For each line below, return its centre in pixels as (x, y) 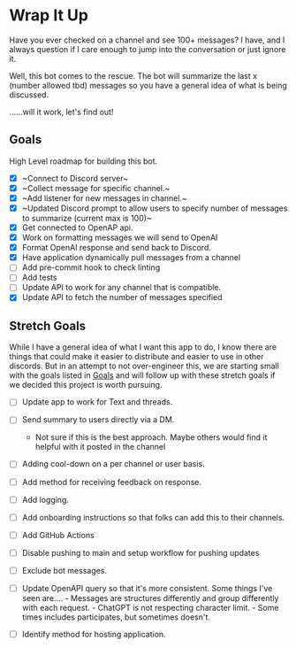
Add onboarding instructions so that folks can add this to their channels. (153, 517)
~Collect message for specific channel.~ (96, 188)
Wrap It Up (49, 15)
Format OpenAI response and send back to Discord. (117, 248)
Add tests (39, 278)
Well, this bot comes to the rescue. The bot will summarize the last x (133, 75)
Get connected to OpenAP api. (77, 228)
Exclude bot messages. (65, 570)
